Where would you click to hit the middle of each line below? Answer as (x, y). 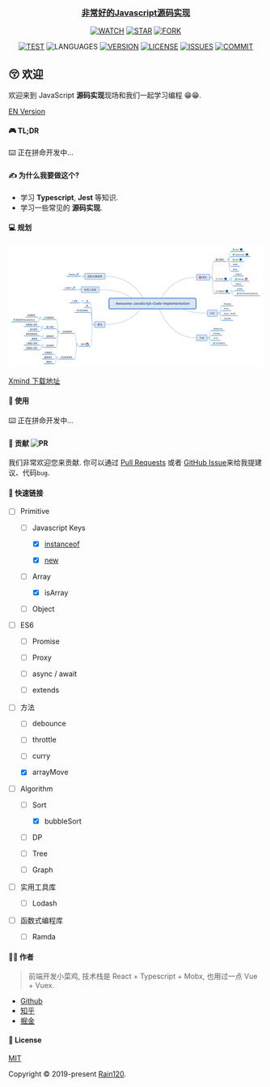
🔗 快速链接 (26, 493)
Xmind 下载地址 (34, 381)
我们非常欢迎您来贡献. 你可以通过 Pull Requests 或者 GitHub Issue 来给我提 (132, 463)
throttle (44, 740)
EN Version (27, 112)
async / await (55, 674)
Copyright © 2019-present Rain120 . (67, 1074)
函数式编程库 (41, 921)
